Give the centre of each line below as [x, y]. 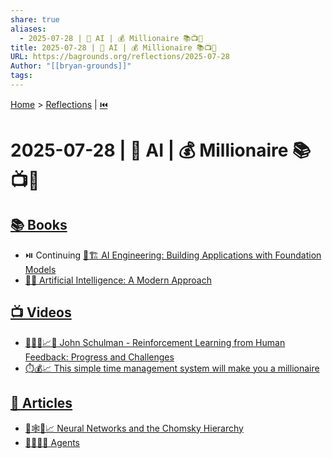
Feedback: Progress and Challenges [99, 357]
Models [40, 269]
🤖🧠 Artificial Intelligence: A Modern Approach [118, 280]
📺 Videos [41, 312]
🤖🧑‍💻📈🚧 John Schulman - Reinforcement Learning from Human [155, 342]
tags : [21, 76]
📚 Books [39, 225]
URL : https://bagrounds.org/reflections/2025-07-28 [120, 57]
